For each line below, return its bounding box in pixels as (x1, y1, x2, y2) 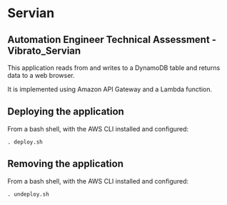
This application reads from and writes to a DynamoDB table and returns (7, 64, 221, 72)
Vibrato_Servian (7, 44, 81, 56)
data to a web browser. (7, 71, 75, 79)
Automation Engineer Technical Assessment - (7, 34, 216, 46)
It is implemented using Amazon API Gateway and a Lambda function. (7, 85, 213, 94)
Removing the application (7, 158, 123, 170)
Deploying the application (7, 106, 125, 118)
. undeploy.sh (7, 191, 50, 198)
